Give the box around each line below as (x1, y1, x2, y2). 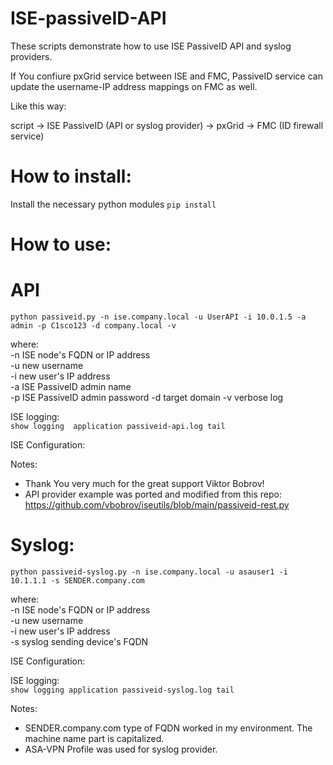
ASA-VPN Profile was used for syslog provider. (24, 743, 218, 755)
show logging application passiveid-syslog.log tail (10, 685, 235, 695)
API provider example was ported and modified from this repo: (24, 488, 283, 500)
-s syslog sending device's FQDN (10, 635, 149, 647)
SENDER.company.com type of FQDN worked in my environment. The (24, 722, 313, 734)
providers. (10, 50, 53, 62)
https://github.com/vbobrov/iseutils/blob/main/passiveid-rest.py (24, 499, 290, 511)
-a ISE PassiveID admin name (10, 381, 132, 392)
